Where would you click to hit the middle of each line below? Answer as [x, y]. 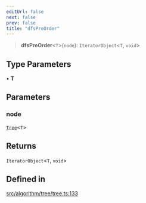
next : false [21, 17]
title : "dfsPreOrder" [33, 28]
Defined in [26, 179]
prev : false [21, 23]
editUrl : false [25, 12]
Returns [21, 146]
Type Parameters [39, 64]
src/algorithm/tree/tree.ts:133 [42, 193]
